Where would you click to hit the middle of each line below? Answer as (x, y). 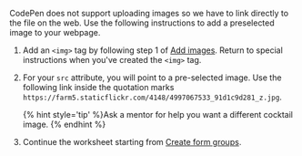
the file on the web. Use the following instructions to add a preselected (142, 23)
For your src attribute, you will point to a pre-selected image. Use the (152, 78)
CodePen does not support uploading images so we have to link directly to (149, 13)
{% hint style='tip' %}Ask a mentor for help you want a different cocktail (158, 114)
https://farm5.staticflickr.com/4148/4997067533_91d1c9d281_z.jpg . (152, 97)
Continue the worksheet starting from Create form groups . (132, 142)
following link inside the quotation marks (98, 87)
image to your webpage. (55, 32)
